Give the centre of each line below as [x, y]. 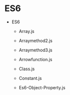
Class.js [27, 69]
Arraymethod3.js [35, 50]
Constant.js [30, 78]
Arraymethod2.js [36, 40]
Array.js [26, 31]
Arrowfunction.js [35, 59]
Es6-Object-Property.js [42, 87]
